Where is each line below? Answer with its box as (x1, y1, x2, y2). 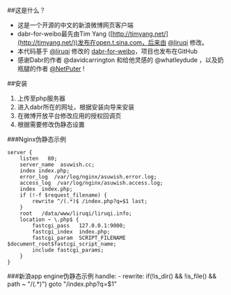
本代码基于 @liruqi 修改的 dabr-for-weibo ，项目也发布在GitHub (17, 47, 198, 55)
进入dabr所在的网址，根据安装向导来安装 (17, 103, 135, 111)
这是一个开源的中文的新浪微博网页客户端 (17, 21, 134, 29)
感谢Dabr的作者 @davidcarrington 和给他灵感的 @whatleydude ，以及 (17, 56, 218, 64)
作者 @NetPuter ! (35, 65, 85, 73)
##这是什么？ (7, 6, 46, 14)
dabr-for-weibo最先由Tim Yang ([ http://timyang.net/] (17, 30, 168, 38)
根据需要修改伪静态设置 (17, 121, 85, 128)
